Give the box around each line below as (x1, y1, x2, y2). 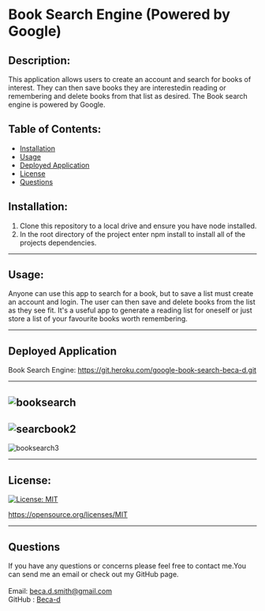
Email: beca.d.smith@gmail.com (8, 587, 113, 596)
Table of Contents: (8, 122, 102, 136)
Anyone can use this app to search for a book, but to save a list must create (8, 289, 254, 298)
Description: (8, 54, 71, 67)
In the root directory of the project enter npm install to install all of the (19, 229, 246, 238)
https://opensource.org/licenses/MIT (8, 510, 128, 519)
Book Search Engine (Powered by (8, 6, 231, 24)
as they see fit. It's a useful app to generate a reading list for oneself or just (8, 305, 252, 315)
